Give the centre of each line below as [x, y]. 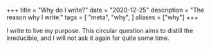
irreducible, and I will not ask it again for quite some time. [88, 38]
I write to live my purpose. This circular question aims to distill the [100, 31]
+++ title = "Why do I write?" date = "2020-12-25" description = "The [105, 10]
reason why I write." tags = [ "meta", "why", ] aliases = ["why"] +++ [102, 17]
